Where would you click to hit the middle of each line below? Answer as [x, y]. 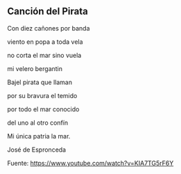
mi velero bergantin [35, 68]
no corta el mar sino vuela [44, 55]
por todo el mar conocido [43, 109]
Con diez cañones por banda [49, 28]
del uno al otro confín [37, 122]
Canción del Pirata [48, 11]
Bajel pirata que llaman [40, 82]
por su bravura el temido [42, 95]
